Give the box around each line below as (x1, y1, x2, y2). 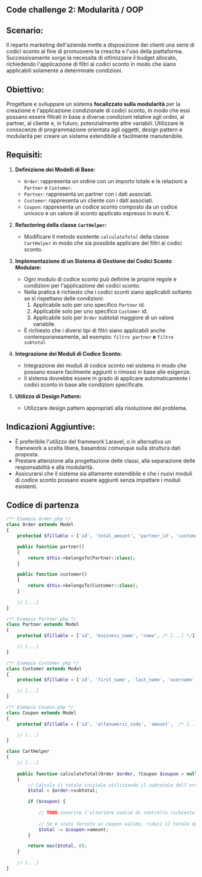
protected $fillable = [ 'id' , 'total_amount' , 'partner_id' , (17, 533, 173, 539)
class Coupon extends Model (6, 709, 77, 716)
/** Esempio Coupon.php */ (6, 705, 74, 711)
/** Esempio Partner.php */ (6, 616, 77, 622)
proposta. (14, 450, 39, 457)
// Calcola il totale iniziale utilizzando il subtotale (28, 782, 173, 788)
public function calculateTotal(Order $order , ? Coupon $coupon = (17, 771, 185, 777)
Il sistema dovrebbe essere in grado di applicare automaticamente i (23, 374, 191, 382)
